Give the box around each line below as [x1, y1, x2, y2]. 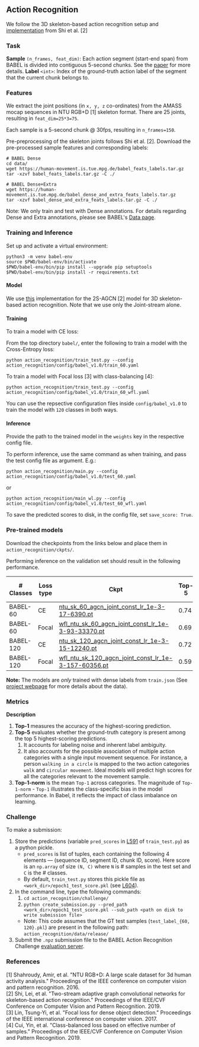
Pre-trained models [6, 526, 63, 534]
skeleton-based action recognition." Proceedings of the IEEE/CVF [6, 996, 166, 1003]
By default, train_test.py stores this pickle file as [23, 876, 145, 883]
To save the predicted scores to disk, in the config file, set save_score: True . [6, 511, 193, 518]
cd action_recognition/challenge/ [23, 896, 109, 902]
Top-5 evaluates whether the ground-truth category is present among [14, 728, 186, 736]
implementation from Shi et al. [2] [6, 27, 88, 34]
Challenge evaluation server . [14, 943, 85, 950]
